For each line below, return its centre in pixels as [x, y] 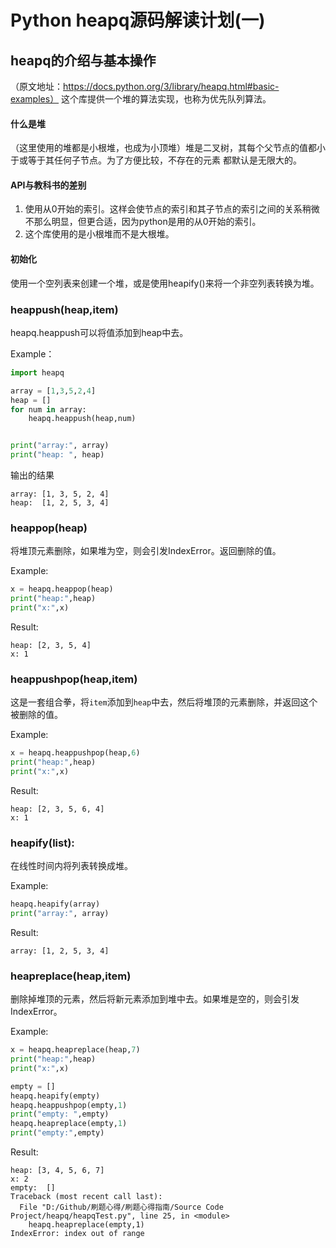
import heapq [37, 372]
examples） [35, 99]
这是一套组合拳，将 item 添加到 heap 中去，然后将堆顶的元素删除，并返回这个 [164, 702]
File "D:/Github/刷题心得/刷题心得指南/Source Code [121, 1207]
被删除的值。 [36, 715]
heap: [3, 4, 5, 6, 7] [57, 1171]
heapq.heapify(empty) [55, 1096]
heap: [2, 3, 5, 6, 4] [57, 809]
